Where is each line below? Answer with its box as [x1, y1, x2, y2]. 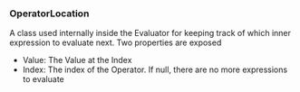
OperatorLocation [9, 7, 90, 20]
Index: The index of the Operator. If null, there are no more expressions [22, 64, 288, 75]
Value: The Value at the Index [22, 55, 132, 66]
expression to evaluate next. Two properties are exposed [9, 37, 222, 48]
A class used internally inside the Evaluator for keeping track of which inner [9, 28, 292, 39]
